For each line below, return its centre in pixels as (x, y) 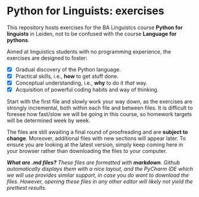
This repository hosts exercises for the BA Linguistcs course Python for (95, 27)
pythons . (18, 40)
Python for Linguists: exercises (85, 11)
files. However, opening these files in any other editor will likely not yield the (100, 182)
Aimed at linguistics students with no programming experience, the (89, 51)
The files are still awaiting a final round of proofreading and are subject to (97, 132)
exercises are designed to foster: (47, 58)
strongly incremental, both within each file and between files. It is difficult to (100, 108)
